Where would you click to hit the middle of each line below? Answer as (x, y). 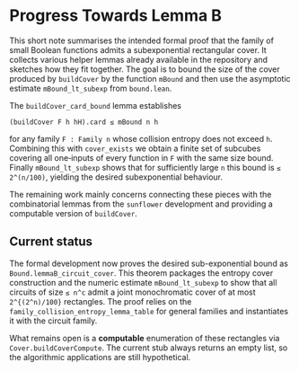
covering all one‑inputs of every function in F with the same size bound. (141, 157)
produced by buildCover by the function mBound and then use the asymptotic (150, 78)
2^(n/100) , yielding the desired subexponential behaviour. (116, 177)
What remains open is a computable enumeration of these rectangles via (145, 338)
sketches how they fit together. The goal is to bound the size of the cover (145, 69)
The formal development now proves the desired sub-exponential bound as (149, 263)
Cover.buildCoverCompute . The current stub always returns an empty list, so (149, 348)
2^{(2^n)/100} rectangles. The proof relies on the (101, 301)
